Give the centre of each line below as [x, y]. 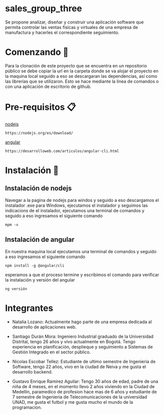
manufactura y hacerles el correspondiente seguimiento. [62, 32]
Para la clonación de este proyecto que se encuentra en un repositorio [76, 66]
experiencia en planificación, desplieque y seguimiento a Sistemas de [82, 347]
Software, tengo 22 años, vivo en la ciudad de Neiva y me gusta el [79, 367]
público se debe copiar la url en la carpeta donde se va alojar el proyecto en [82, 71]
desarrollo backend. [32, 371]
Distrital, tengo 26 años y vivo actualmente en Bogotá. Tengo [74, 341]
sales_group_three [44, 9]
